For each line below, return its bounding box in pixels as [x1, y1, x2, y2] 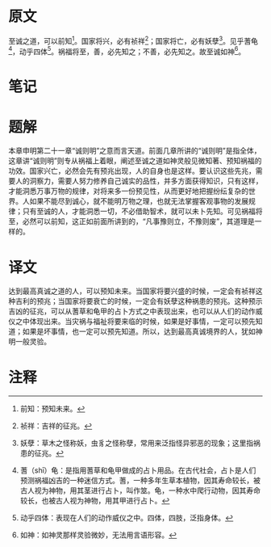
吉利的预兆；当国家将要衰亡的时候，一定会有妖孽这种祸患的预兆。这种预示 [15, 297, 263, 306]
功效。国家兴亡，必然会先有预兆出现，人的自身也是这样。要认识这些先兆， [8, 166, 256, 176]
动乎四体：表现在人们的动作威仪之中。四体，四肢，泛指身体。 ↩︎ [19, 513, 234, 523]
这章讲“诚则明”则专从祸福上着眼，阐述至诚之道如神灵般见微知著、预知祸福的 [8, 156, 262, 166]
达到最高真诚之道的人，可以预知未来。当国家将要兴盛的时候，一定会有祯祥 [8, 286, 256, 296]
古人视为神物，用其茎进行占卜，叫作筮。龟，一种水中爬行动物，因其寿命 [19, 486, 261, 495]
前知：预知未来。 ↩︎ [19, 404, 85, 414]
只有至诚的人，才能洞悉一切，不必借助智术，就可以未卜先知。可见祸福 [22, 207, 256, 217]
